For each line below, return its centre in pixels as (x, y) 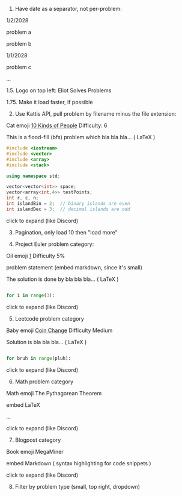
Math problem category (44, 381)
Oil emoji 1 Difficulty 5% (35, 256)
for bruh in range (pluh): (38, 358)
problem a (19, 32)
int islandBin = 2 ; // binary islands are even (68, 204)
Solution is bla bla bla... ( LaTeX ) (47, 342)
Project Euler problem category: (54, 244)
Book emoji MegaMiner (35, 451)
